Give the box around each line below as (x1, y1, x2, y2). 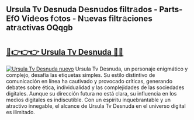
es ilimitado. (6, 109, 35, 115)
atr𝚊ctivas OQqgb (6, 23, 73, 33)
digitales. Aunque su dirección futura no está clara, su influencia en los (6, 90, 177, 97)
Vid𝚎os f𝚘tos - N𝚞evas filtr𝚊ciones (21, 14, 153, 24)
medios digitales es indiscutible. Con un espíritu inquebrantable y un (6, 96, 171, 103)
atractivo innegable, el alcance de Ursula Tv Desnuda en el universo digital (6, 103, 186, 110)
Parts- (159, 5, 183, 15)
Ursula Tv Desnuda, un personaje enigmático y (75, 65, 188, 72)
